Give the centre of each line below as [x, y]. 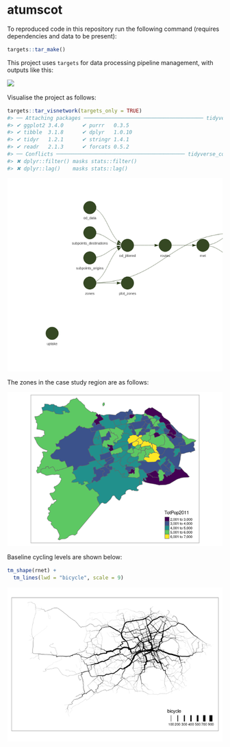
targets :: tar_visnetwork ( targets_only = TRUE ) [75, 111]
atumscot [35, 10]
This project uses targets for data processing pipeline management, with [110, 62]
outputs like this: [30, 70]
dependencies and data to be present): [62, 36]
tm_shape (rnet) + [32, 570]
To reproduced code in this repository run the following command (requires [113, 29]
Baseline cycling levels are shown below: [65, 556]
